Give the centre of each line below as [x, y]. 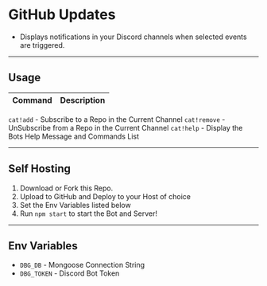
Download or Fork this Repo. [66, 188]
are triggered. [42, 45]
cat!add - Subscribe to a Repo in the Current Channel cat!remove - [117, 119]
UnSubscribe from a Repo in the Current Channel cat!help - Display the [126, 127]
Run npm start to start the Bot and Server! [88, 214]
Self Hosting [40, 169]
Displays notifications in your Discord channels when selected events [133, 37]
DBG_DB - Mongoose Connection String [82, 265]
